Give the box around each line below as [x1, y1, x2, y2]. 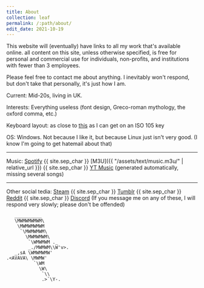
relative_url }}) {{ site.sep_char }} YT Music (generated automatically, [6, 164, 179, 171]
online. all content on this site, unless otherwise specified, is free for [6, 49, 177, 57]
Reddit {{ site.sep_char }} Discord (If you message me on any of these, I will [6, 194, 195, 202]
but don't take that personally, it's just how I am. [6, 80, 126, 87]
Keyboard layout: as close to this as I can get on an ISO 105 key [6, 122, 165, 129]
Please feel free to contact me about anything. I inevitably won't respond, [6, 74, 190, 81]
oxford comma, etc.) [6, 110, 58, 117]
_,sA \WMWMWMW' [14, 250, 53, 256]
